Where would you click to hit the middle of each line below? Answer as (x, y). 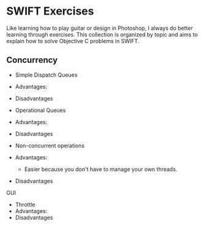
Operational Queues (40, 110)
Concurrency (32, 60)
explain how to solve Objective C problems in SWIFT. (73, 41)
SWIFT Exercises (50, 11)
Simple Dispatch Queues (46, 75)
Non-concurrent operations (50, 145)
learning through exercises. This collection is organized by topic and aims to (102, 34)
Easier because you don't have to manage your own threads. (101, 169)
